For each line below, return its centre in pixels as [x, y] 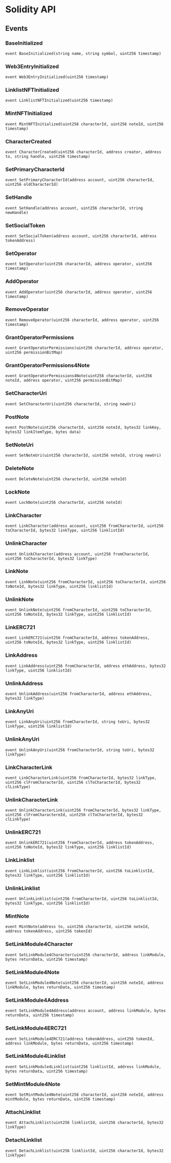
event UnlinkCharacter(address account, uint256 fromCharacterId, [78, 554]
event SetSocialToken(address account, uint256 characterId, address [81, 236]
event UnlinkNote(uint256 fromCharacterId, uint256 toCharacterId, [79, 610]
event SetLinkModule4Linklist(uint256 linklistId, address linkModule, [83, 1067]
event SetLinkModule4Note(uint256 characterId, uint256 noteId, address [84, 983]
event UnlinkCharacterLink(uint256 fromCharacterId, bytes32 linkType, [83, 811]
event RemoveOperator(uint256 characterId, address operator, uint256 [82, 320]
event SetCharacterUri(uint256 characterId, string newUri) [71, 404]
